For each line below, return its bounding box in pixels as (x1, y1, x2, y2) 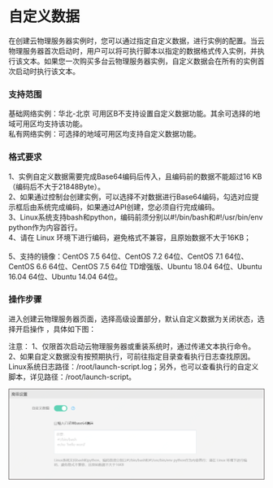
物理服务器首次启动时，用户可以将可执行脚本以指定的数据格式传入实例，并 (8, 46, 258, 55)
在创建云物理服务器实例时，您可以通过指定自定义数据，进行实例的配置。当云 (8, 36, 265, 46)
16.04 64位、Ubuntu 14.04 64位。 (8, 272, 122, 281)
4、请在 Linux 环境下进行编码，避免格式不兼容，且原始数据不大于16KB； (8, 233, 252, 242)
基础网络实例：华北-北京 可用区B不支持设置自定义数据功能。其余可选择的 (8, 109, 253, 119)
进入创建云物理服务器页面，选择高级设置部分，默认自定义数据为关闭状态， (8, 314, 258, 324)
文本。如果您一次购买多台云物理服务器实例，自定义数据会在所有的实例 (22, 56, 258, 66)
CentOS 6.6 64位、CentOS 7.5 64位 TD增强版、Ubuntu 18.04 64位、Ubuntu (8, 261, 262, 271)
